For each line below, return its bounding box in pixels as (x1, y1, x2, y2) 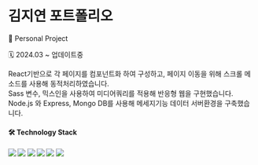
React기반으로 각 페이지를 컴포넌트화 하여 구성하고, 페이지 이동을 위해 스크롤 (8, 68, 243, 79)
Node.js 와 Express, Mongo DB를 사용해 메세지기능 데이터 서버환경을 (8, 98, 223, 108)
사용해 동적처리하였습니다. (28, 79, 110, 88)
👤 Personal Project (8, 33, 68, 43)
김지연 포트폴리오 (8, 7, 113, 25)
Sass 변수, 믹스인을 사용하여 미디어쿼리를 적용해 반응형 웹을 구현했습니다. (8, 88, 234, 98)
